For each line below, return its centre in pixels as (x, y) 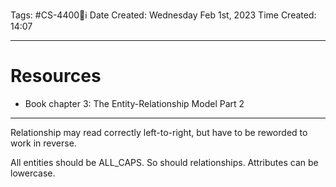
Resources (56, 76)
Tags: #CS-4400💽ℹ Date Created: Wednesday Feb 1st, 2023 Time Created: (163, 15)
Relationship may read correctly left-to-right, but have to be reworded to (159, 132)
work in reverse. (43, 143)
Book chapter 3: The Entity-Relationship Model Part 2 (134, 103)
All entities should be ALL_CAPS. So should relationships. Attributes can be (164, 162)
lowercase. (33, 173)
